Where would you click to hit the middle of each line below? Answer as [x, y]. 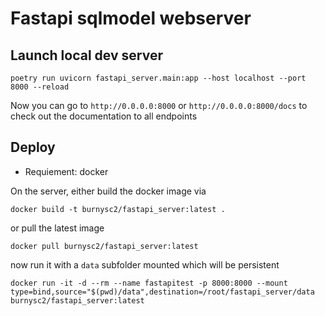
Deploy [33, 147]
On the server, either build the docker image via [108, 191]
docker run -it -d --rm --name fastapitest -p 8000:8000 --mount [149, 283]
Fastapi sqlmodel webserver [131, 18]
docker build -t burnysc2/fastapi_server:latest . [118, 209]
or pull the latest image [57, 228]
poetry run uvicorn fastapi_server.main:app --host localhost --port [158, 78]
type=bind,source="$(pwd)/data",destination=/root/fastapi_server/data [162, 292]
